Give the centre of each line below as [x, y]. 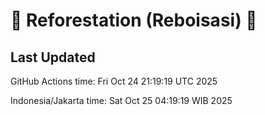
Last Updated [53, 57]
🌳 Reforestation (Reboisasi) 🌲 [134, 20]
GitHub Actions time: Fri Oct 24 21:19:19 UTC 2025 [114, 81]
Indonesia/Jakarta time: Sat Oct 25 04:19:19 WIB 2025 [121, 100]
